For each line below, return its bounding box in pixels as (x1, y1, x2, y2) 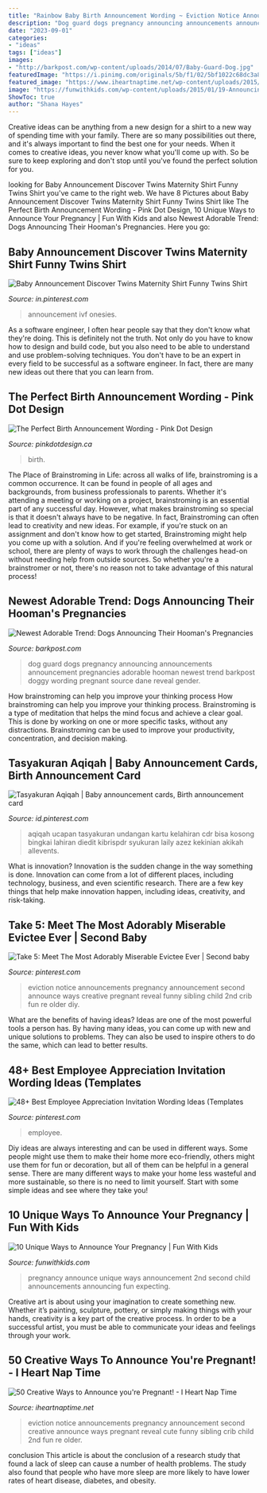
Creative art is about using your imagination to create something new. (8, 1297, 236, 1306)
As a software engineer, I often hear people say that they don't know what (8, 325, 250, 334)
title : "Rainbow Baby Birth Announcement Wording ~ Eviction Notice (8, 11, 240, 20)
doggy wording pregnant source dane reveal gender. (27, 675, 201, 685)
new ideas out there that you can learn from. (8, 367, 154, 376)
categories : (8, 33, 48, 42)
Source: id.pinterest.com (8, 814, 89, 823)
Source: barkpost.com (8, 643, 82, 653)
